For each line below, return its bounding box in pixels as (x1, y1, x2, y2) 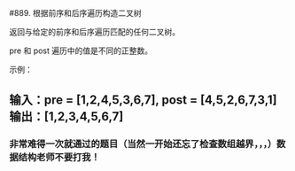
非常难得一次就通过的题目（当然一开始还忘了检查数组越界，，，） (9, 138, 277, 151)
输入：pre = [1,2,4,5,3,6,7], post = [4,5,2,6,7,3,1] (9, 92, 277, 108)
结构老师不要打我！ (18, 152, 100, 164)
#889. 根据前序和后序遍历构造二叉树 (9, 8, 142, 18)
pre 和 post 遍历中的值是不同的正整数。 (9, 45, 153, 56)
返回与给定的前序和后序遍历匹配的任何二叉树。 (9, 27, 180, 37)
